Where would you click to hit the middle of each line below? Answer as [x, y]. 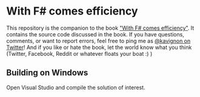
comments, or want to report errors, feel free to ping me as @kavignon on [98, 41]
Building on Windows [47, 73]
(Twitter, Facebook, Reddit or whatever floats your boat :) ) [79, 53]
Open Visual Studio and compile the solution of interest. [76, 87]
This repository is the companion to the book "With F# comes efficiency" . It [100, 28]
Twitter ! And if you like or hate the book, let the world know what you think [99, 47]
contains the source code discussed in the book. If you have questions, [95, 34]
